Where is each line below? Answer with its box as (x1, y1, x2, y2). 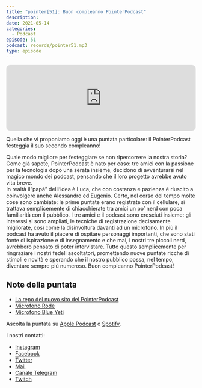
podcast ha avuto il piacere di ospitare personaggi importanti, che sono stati (6, 230, 195, 238)
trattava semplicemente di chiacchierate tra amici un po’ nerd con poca (6, 205, 183, 212)
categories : (6, 25, 36, 32)
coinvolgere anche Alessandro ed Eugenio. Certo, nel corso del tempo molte (6, 192, 195, 199)
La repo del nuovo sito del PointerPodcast (14, 295, 119, 303)
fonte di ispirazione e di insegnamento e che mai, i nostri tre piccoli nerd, (6, 236, 186, 244)
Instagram (14, 343, 40, 351)
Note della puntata (6, 280, 77, 290)
